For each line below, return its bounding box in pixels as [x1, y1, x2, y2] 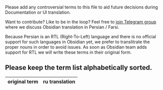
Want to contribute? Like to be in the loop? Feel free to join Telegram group [5, 19, 157, 25]
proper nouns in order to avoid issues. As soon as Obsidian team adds [5, 44, 147, 50]
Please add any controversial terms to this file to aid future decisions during [5, 4, 158, 10]
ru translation [43, 78, 76, 85]
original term [7, 78, 38, 85]
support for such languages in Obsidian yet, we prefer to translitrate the [5, 39, 150, 45]
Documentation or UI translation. [5, 9, 71, 15]
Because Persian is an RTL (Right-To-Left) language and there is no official [5, 34, 156, 39]
